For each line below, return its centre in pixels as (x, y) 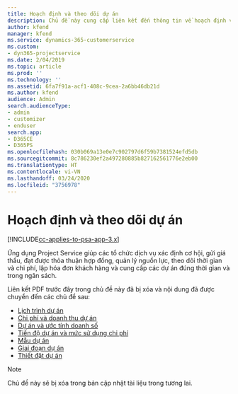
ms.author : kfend (33, 93)
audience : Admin (31, 100)
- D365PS (20, 146)
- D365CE (20, 139)
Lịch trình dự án (40, 311)
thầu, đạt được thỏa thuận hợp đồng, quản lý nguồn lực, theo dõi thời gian (115, 261)
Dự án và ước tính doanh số (58, 325)
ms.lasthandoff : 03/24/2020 (49, 178)
